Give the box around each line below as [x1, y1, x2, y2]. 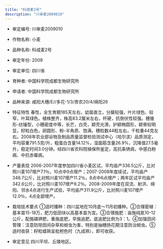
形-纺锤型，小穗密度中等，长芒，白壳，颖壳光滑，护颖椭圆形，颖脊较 [12, 121, 152, 127]
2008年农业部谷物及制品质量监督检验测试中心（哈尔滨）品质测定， [21, 133, 156, 140]
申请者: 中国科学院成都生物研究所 [12, 88, 79, 94]
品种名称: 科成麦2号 [12, 47, 52, 52]
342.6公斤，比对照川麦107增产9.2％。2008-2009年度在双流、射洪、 [12, 181, 151, 187]
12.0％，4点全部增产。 [12, 193, 58, 199]
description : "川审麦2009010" [5, 12, 65, 17]
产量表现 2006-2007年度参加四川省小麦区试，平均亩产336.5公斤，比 [12, 162, 151, 168]
